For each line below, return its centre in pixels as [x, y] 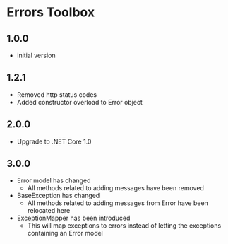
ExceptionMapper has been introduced [73, 218]
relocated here [49, 211]
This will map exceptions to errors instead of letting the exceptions [124, 226]
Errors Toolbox [51, 12]
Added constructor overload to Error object [79, 102]
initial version [36, 55]
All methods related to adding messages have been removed [115, 188]
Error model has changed [54, 180]
